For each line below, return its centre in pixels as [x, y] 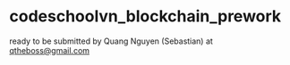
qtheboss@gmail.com [50, 50]
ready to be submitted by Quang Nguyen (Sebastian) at [111, 41]
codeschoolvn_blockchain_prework [145, 16]
